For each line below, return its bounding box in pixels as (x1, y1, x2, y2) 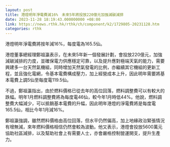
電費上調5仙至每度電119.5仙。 (9, 77, 72, 83)
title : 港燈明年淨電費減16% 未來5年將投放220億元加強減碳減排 (5, 12, 124, 17)
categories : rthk (5, 26, 42, 31)
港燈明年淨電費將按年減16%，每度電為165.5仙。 (5, 41, 105, 47)
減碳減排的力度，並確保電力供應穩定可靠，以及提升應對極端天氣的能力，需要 (5, 58, 165, 64)
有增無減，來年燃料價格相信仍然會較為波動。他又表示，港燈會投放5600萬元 (5, 124, 163, 130)
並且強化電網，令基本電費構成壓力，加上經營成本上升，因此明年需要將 (14, 70, 160, 77)
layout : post (5, 7, 33, 13)
